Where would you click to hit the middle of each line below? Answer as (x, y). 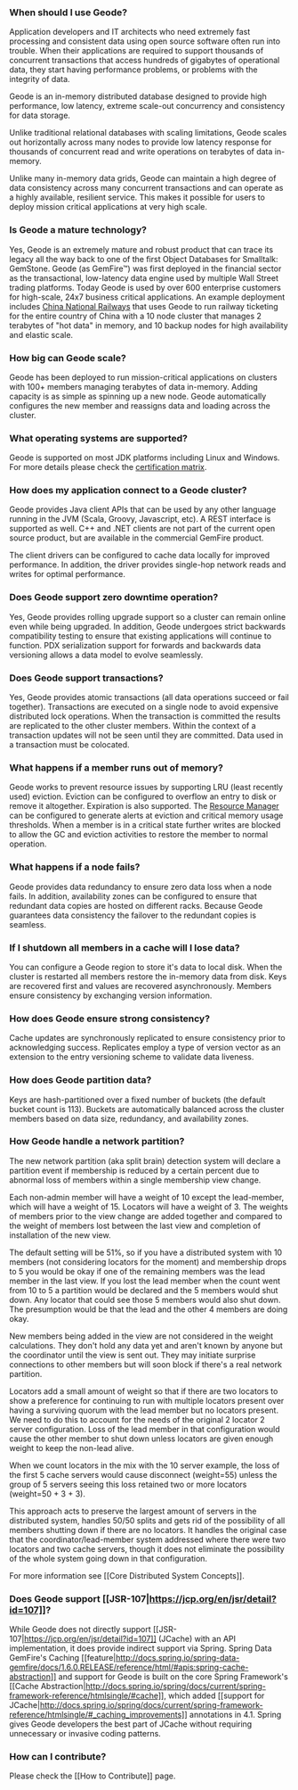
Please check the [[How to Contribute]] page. (93, 1776)
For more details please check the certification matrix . (108, 467)
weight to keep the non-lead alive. (72, 1448)
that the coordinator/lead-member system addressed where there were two (148, 1539)
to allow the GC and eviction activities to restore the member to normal (139, 835)
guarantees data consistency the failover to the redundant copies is (133, 915)
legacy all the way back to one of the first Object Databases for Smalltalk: (144, 259)
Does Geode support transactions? (86, 678)
